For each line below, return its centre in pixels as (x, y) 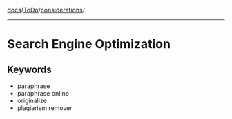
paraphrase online (43, 93)
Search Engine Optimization (89, 44)
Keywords (29, 69)
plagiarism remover (45, 108)
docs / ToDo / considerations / (46, 10)
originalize (32, 100)
